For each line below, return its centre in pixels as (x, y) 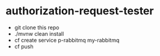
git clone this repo (37, 27)
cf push (24, 46)
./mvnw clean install (39, 33)
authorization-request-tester (80, 11)
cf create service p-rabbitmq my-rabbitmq (67, 40)
